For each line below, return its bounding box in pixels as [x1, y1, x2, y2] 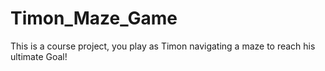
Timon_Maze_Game [10, 7, 178, 30]
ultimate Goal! [10, 50, 68, 62]
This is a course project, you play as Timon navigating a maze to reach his [10, 40, 316, 52]
